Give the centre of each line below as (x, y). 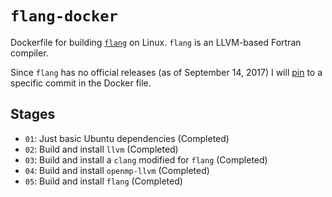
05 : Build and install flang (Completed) (103, 181)
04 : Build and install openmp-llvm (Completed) (117, 170)
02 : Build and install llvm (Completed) (101, 149)
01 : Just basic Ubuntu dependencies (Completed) (127, 138)
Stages (33, 114)
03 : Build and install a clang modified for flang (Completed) (146, 159)
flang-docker (64, 16)
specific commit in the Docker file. (81, 83)
